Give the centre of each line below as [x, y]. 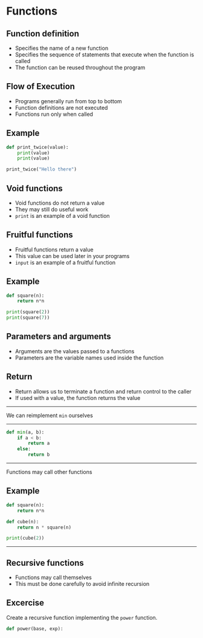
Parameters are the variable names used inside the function [89, 358]
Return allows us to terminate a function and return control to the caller [103, 391]
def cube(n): [23, 521]
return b [39, 455]
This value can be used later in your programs [72, 256]
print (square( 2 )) [28, 312]
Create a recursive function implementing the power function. [82, 617]
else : [24, 449]
